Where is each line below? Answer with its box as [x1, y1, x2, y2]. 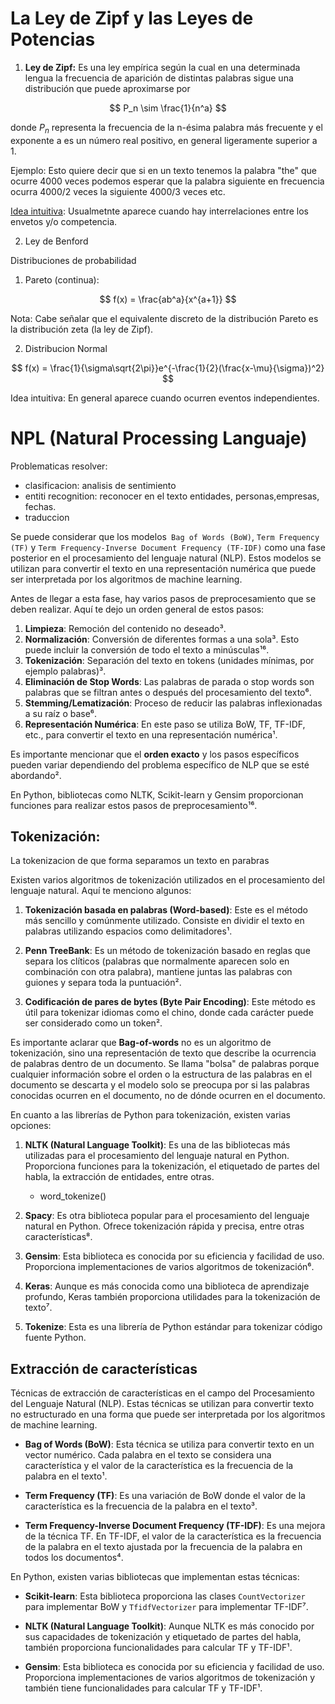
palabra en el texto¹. [24, 1470, 108, 1482]
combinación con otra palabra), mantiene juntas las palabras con [24, 966, 293, 978]
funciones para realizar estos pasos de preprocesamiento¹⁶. [10, 799, 258, 811]
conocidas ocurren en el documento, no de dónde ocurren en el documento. [10, 1090, 326, 1102]
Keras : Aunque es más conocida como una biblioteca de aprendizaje [24, 1280, 310, 1292]
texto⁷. [24, 1302, 53, 1314]
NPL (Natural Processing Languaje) [10, 427, 308, 449]
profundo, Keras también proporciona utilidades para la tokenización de [24, 1291, 321, 1303]
